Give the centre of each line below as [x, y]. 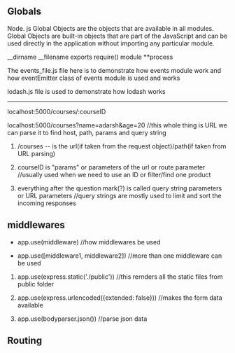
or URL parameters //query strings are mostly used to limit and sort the [119, 195]
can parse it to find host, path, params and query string [87, 132]
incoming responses [47, 203]
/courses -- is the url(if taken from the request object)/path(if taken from [122, 146]
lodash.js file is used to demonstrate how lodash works [86, 91]
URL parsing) [36, 153]
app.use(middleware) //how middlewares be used [89, 242]
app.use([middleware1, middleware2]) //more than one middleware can [120, 256]
